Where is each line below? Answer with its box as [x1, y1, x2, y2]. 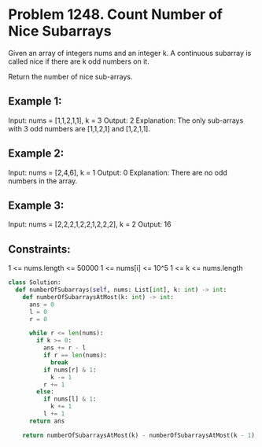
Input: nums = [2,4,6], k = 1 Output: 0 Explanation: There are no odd [8, 168, 228, 177]
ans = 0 [28, 301, 55, 308]
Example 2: [8, 147, 65, 161]
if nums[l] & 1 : [42, 395, 97, 403]
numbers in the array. [8, 175, 78, 186]
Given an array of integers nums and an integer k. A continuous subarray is [8, 48, 252, 57]
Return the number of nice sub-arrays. [8, 72, 133, 81]
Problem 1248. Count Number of [8, 6, 223, 24]
